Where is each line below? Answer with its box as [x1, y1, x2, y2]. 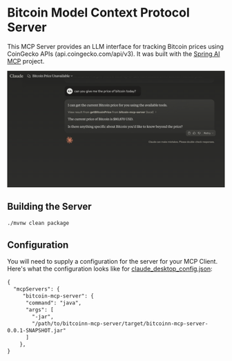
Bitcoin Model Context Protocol [7, 5, 190, 21]
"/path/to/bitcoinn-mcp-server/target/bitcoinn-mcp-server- [32, 320, 209, 327]
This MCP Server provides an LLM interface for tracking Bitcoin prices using [7, 42, 224, 50]
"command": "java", [25, 300, 81, 306]
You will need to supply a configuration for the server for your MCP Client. [7, 257, 218, 266]
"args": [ [25, 306, 54, 313]
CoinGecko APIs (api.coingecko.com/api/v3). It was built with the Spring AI [7, 50, 220, 58]
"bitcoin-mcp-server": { [22, 293, 95, 300]
